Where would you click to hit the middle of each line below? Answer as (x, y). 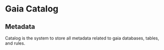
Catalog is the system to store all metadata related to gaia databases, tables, (82, 38)
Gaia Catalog (32, 9)
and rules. (15, 43)
